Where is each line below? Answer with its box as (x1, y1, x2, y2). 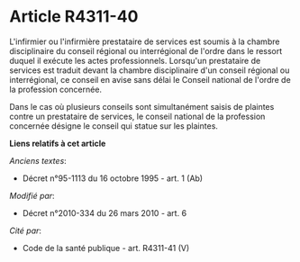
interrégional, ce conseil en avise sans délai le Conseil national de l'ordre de (9, 74, 291, 85)
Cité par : (9, 225, 42, 236)
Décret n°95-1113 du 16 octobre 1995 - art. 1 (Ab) (22, 173, 204, 184)
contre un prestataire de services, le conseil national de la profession (9, 111, 266, 122)
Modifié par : (9, 190, 56, 201)
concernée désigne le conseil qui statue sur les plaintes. (9, 120, 219, 131)
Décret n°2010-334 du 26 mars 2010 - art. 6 (22, 207, 187, 218)
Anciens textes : (9, 155, 68, 166)
